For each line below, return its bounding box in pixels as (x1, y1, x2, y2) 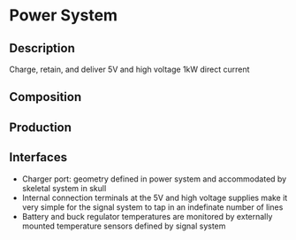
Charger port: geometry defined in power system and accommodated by (21, 174, 287, 184)
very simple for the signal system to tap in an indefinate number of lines (21, 201, 284, 213)
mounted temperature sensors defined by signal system (21, 221, 226, 231)
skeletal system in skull (21, 182, 107, 193)
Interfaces (9, 150, 68, 165)
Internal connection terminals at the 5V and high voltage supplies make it (21, 192, 288, 203)
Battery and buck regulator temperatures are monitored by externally (21, 211, 273, 221)
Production (9, 120, 72, 135)
